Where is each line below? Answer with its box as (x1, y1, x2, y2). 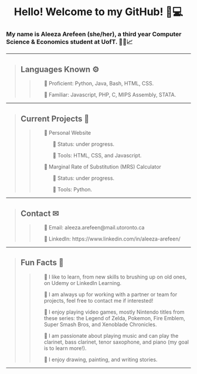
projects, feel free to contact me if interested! (43, 297, 154, 304)
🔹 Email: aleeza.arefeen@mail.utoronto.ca (43, 224, 145, 231)
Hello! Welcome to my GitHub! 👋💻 (13, 5, 184, 19)
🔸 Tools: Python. (52, 186, 93, 193)
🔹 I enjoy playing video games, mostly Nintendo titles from (43, 308, 185, 315)
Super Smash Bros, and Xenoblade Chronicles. (43, 321, 157, 328)
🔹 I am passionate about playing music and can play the (43, 332, 179, 339)
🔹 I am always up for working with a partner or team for (43, 291, 178, 298)
